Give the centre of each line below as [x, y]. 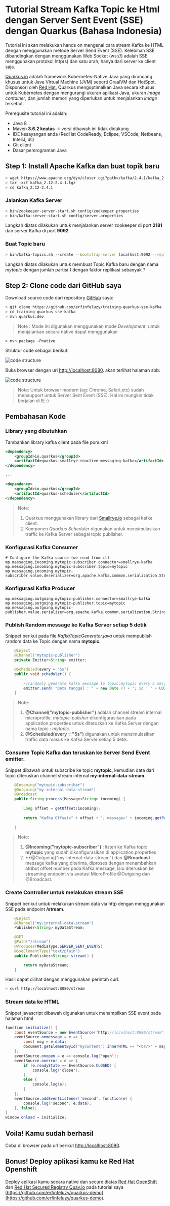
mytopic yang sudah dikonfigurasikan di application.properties [91, 852]
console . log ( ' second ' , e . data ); [58, 1103]
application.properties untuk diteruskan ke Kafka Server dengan [92, 723]
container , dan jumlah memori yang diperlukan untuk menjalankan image [81, 98]
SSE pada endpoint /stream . [35, 909]
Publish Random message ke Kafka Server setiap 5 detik [76, 625]
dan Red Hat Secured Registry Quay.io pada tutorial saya [65, 1187]
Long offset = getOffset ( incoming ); [62, 809]
